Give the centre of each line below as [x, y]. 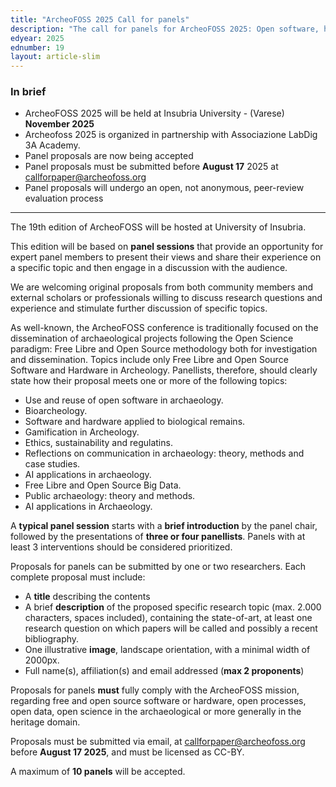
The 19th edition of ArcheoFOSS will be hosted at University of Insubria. [158, 227]
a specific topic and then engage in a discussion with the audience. [149, 268]
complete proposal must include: [78, 577]
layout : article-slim [55, 57]
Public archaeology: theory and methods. [110, 496]
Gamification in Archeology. [82, 432]
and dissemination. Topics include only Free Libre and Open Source [149, 360]
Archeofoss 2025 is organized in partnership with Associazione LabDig [171, 135]
